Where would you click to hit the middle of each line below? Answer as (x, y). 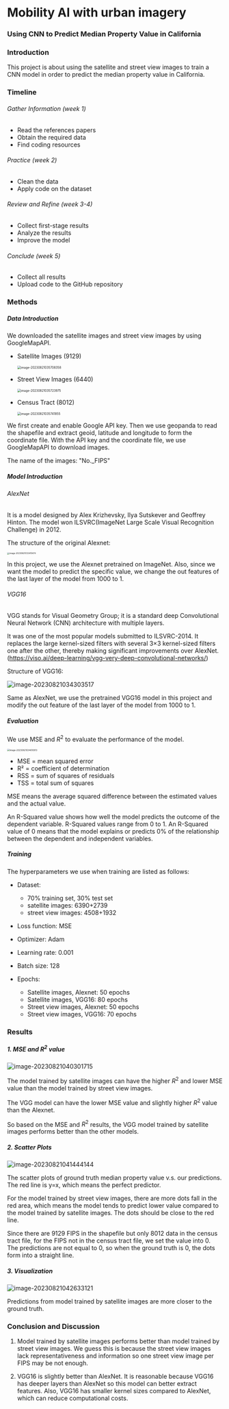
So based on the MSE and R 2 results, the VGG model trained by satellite (108, 1123)
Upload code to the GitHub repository (70, 284)
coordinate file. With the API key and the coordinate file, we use (97, 440)
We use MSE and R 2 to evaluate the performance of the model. (96, 739)
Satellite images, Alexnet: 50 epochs (78, 992)
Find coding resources (49, 145)
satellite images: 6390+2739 (67, 905)
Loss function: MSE (44, 925)
